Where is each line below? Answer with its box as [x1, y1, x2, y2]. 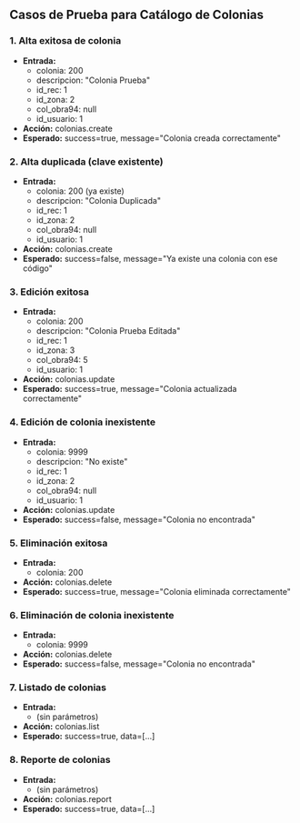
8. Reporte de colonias [9, 754, 111, 767]
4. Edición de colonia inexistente [9, 416, 156, 428]
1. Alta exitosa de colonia [9, 35, 122, 47]
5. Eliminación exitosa [9, 537, 108, 549]
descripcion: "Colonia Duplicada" [35, 195, 162, 206]
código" [22, 263, 53, 274]
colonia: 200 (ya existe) [35, 186, 125, 196]
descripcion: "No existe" [35, 456, 128, 467]
